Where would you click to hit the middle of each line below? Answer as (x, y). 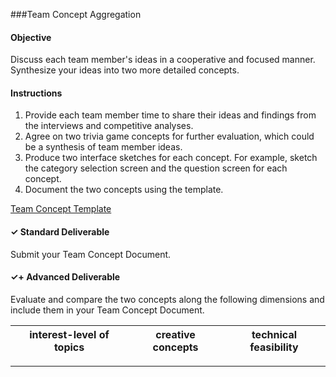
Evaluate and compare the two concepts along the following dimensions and (167, 299)
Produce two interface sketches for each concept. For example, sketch (171, 158)
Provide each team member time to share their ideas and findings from (170, 115)
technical (274, 334)
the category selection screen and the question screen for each (156, 168)
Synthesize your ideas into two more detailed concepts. (125, 70)
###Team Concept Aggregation (76, 14)
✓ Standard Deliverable (60, 232)
